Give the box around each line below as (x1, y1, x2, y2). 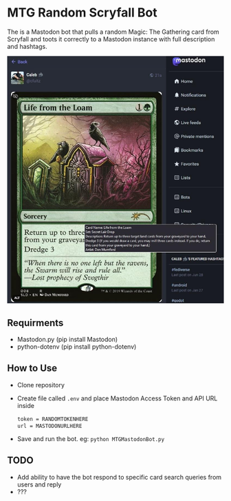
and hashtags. (7, 42, 47, 50)
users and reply (16, 480, 62, 489)
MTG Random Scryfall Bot (7, 5, 158, 21)
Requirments (7, 317, 64, 329)
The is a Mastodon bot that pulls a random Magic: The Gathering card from (7, 28, 220, 36)
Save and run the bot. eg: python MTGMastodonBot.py (16, 434, 165, 442)
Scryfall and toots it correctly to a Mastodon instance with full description (7, 34, 215, 43)
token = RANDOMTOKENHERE (16, 416, 89, 422)
